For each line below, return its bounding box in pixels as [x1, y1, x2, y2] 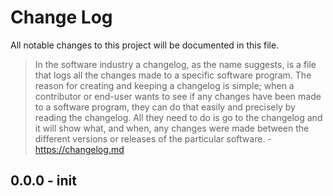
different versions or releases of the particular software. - [34, 132, 272, 145]
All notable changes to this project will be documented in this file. [10, 39, 280, 51]
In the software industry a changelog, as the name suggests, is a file [34, 58, 317, 70]
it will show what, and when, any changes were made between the [34, 122, 310, 134]
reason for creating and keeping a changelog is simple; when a [34, 79, 295, 91]
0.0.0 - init [10, 172, 77, 190]
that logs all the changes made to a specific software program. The [34, 69, 312, 81]
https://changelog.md [34, 143, 125, 155]
